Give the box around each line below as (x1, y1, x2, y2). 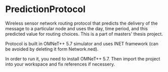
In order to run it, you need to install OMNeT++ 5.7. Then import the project (5, 55, 160, 61)
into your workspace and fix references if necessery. (5, 61, 115, 67)
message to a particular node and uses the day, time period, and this (5, 25, 148, 31)
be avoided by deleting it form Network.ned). (5, 46, 99, 52)
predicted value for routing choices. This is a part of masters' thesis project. (5, 31, 163, 37)
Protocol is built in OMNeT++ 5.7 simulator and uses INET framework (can (5, 40, 159, 46)
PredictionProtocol (5, 4, 86, 15)
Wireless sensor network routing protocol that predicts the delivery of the (5, 20, 158, 26)
